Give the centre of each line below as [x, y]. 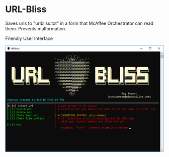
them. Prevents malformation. [36, 28]
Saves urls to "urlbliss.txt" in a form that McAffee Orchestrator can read [79, 23]
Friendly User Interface [29, 38]
